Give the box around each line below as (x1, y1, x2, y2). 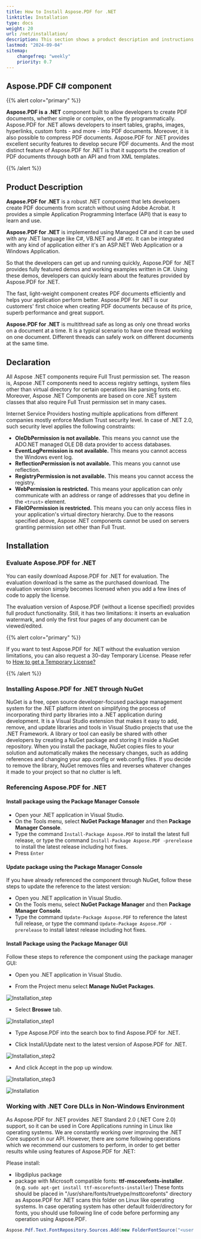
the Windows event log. (14, 453, 74, 461)
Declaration (6, 357, 51, 367)
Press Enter (14, 850, 44, 857)
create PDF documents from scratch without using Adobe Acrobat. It (6, 204, 175, 211)
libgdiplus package (14, 1171, 62, 1178)
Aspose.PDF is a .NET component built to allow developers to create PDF (6, 108, 187, 116)
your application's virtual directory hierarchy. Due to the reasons (14, 510, 174, 518)
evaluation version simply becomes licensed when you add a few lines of (6, 585, 187, 592)
